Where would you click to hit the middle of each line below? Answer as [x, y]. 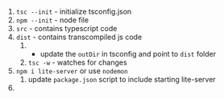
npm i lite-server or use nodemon [72, 71]
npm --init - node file [52, 20]
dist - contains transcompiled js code [79, 37]
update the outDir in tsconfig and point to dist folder [128, 54]
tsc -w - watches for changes [77, 62]
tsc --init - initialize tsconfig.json [74, 12]
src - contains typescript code [66, 28]
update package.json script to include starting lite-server [122, 79]
